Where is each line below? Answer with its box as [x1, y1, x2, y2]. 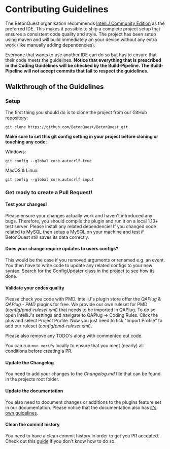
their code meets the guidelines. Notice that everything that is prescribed [5, 57, 161, 63]
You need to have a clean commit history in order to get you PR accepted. [5, 432, 160, 439]
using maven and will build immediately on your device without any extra [5, 36, 157, 43]
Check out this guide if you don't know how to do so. [5, 438, 116, 444]
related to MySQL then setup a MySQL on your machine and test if [5, 229, 144, 235]
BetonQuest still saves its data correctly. [5, 234, 90, 240]
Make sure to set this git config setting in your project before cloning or [5, 133, 158, 139]
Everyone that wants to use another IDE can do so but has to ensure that [5, 52, 157, 58]
